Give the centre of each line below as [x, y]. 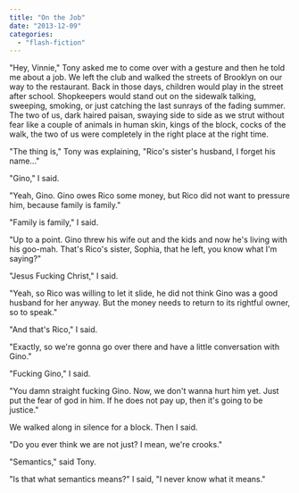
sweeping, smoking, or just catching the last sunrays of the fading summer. [147, 106]
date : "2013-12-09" [46, 26]
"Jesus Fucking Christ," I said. [64, 276]
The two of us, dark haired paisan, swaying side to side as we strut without [147, 115]
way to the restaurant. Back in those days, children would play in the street [146, 87]
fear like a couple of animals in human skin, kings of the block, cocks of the [148, 125]
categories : [31, 34]
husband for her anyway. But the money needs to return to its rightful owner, [150, 303]
